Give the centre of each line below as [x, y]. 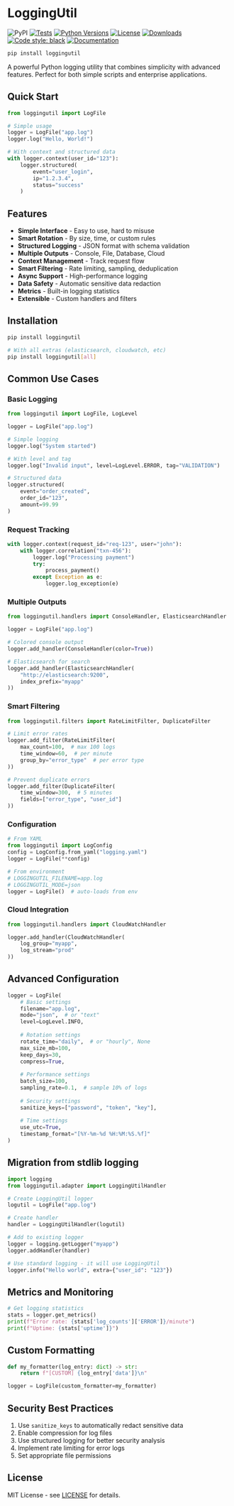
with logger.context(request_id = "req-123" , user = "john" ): [95, 544]
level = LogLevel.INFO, [52, 1022]
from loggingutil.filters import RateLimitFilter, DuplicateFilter [109, 721]
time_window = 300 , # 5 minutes [66, 793]
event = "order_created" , [55, 491]
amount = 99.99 [39, 504]
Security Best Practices [61, 1408]
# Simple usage [30, 126]
